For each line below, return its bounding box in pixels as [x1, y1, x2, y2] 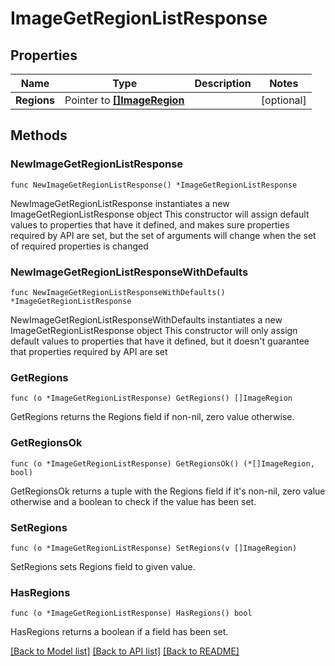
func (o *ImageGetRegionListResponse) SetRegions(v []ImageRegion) [10, 543, 298, 553]
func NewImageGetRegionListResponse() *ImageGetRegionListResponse [10, 180, 298, 190]
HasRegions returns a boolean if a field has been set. [10, 626, 229, 638]
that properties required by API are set [10, 345, 168, 357]
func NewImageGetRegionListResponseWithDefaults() [10, 287, 226, 297]
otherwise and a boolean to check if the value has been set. [10, 495, 257, 507]
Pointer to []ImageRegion [64, 93, 185, 107]
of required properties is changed [10, 240, 149, 252]
